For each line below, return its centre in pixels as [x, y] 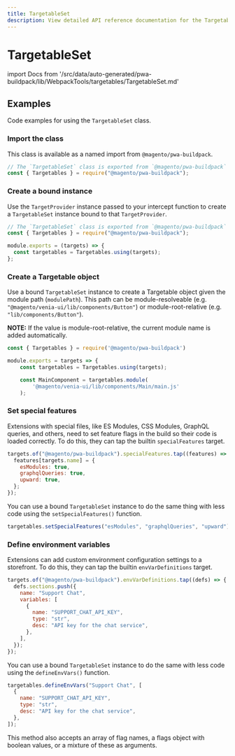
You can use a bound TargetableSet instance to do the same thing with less [116, 506]
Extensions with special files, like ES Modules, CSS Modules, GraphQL [108, 426]
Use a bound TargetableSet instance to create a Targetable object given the [116, 292]
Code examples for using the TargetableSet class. [79, 120]
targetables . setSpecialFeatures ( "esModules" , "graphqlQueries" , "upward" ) [119, 526]
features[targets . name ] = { [55, 460]
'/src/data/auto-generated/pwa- [105, 74]
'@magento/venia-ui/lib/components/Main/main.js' [106, 386]
